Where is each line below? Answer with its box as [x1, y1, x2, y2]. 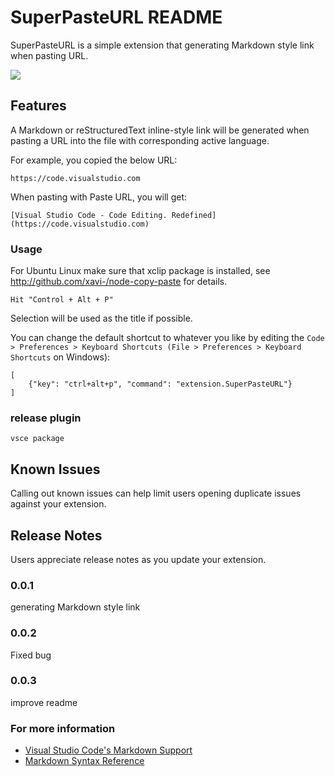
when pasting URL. [10, 49, 89, 61]
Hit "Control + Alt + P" [10, 295, 114, 305]
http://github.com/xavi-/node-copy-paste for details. [10, 276, 228, 288]
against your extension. [10, 498, 107, 510]
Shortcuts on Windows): [10, 351, 111, 363]
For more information [10, 721, 116, 735]
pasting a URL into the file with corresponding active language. [10, 134, 270, 146]
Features [10, 97, 67, 115]
